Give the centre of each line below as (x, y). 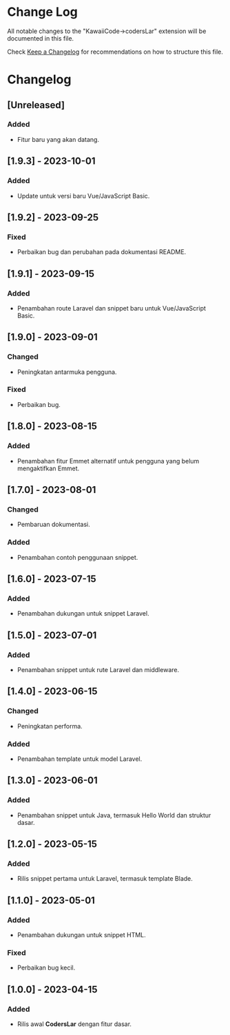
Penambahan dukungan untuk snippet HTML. (81, 934)
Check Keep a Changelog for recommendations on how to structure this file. (115, 52)
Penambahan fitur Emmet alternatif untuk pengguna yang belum (108, 461)
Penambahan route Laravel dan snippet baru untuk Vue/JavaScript (112, 308)
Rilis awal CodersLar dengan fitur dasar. (74, 1024)
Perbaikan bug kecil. (46, 968)
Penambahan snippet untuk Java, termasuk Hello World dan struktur (114, 815)
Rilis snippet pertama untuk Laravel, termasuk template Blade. (105, 879)
